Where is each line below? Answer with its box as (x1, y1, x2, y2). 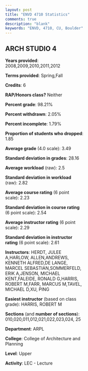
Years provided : (5, 57, 39, 63)
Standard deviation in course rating (5, 204, 80, 210)
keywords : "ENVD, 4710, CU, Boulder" (5, 26, 84, 31)
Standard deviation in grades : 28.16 (5, 155, 80, 161)
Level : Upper (5, 350, 32, 357)
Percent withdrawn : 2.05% (5, 111, 62, 117)
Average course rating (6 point (5, 189, 70, 195)
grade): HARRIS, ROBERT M (5, 301, 62, 307)
